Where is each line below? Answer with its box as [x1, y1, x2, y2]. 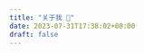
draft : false [9, 30, 59, 39]
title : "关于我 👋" [9, 13, 75, 22]
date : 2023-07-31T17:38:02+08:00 [9, 22, 136, 31]
